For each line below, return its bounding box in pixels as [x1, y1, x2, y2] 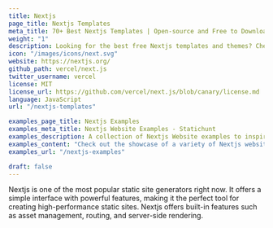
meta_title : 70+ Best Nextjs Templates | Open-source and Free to [8, 27, 238, 35]
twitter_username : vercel [8, 72, 96, 81]
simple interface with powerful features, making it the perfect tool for [8, 193, 240, 204]
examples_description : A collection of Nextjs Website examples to [8, 133, 242, 141]
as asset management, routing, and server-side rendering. [8, 211, 204, 221]
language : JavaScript [8, 95, 82, 103]
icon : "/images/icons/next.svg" [8, 50, 118, 58]
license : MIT [8, 80, 53, 88]
